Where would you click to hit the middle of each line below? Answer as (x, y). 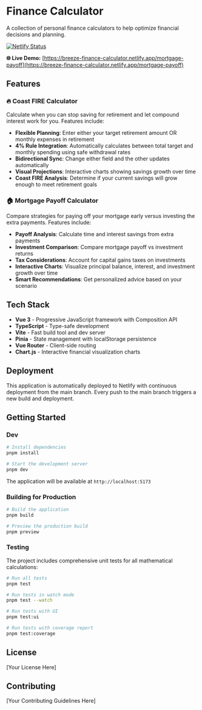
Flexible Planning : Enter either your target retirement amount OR (96, 132)
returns (24, 253)
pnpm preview (23, 532)
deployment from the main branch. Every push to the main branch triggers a (101, 392)
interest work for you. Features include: (56, 121)
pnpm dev (17, 469)
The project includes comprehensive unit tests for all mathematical (89, 561)
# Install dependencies (36, 448)
